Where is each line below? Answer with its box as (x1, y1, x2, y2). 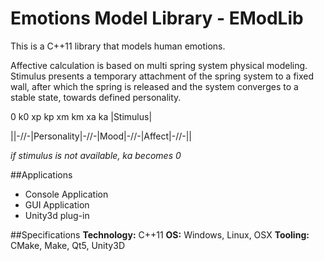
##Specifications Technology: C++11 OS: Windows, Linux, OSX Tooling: (10, 228, 310, 241)
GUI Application (24, 198, 90, 211)
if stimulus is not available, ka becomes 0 (10, 149, 182, 161)
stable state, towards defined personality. (10, 91, 182, 103)
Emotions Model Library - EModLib (10, 7, 304, 30)
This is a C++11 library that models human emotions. (10, 40, 226, 52)
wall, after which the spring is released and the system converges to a (10, 80, 299, 92)
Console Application (24, 188, 109, 200)
